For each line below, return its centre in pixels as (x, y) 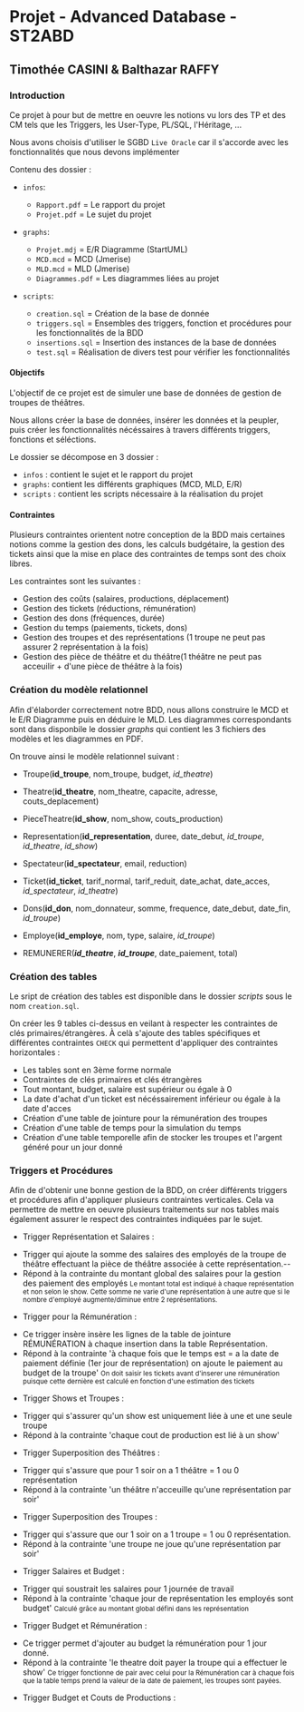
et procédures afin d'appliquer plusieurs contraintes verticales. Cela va (142, 1200)
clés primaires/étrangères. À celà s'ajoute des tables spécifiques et (135, 1032)
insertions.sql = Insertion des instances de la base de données (156, 342)
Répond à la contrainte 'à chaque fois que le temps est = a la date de (151, 1354)
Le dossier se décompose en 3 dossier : (84, 457)
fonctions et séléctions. (53, 440)
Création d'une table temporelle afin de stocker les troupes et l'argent (152, 1137)
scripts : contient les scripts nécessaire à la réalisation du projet (143, 494)
